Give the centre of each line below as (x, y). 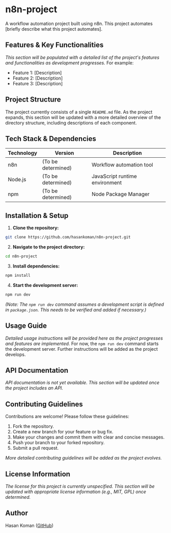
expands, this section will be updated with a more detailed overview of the (83, 117)
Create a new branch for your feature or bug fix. (63, 432)
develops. (16, 354)
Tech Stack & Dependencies (51, 139)
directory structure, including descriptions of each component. (71, 123)
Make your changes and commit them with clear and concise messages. (89, 437)
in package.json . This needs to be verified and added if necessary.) (76, 309)
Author (17, 513)
